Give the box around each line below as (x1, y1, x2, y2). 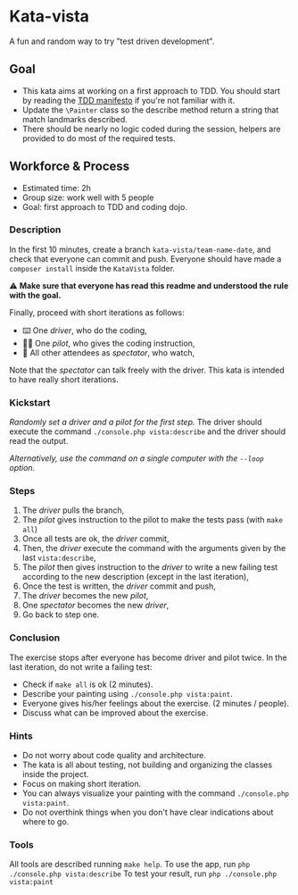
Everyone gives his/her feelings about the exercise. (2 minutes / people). (21, 698, 290, 708)
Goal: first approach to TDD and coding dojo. (21, 201, 187, 212)
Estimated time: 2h (21, 182, 91, 193)
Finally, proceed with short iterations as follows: (9, 306, 185, 318)
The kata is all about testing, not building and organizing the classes (21, 759, 273, 770)
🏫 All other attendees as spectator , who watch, (21, 347, 195, 358)
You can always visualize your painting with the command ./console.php (21, 788, 290, 799)
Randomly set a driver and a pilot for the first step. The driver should (9, 417, 262, 428)
